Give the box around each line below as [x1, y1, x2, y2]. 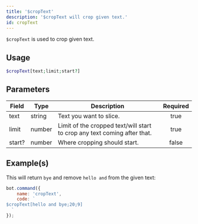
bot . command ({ [6, 185, 41, 191]
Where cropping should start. [58, 138, 139, 146]
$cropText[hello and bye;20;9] [6, 202, 83, 208]
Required [163, 102, 189, 110]
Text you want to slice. [58, 112, 120, 120]
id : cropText [6, 19, 38, 25]
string [30, 112, 47, 120]
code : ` [16, 196, 35, 202]
